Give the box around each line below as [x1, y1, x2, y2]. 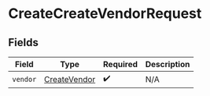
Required [103, 59, 138, 69]
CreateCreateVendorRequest [8, 5, 202, 23]
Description [145, 59, 190, 69]
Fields [8, 36, 39, 49]
